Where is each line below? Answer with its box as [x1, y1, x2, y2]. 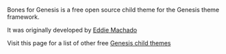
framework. [7, 13, 40, 21]
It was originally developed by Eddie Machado [7, 26, 138, 34]
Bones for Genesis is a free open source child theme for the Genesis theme [7, 6, 220, 13]
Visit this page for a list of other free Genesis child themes [7, 39, 171, 47]
